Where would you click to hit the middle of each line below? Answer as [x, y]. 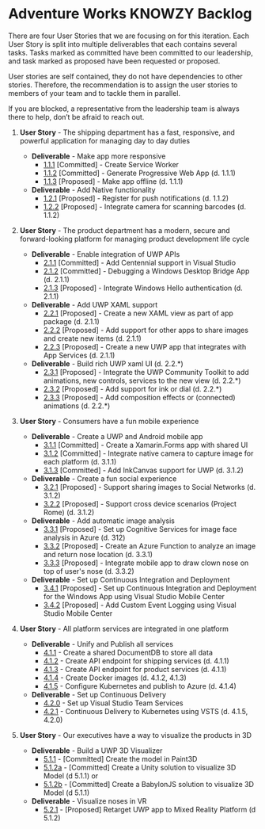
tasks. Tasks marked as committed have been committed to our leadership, [131, 52]
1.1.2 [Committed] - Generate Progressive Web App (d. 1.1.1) [139, 173]
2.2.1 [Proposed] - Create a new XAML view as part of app [138, 313]
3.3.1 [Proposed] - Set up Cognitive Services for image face [140, 529]
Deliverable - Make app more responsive [98, 156]
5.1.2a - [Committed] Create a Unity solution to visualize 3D [140, 767]
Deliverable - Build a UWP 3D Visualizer [97, 751]
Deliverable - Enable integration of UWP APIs [106, 254]
